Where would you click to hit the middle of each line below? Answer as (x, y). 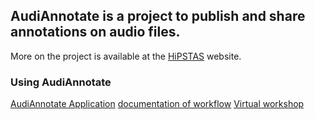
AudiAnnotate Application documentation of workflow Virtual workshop (157, 104)
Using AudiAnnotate (61, 82)
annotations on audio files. (95, 32)
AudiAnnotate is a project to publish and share (158, 16)
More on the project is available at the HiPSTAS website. (126, 56)
